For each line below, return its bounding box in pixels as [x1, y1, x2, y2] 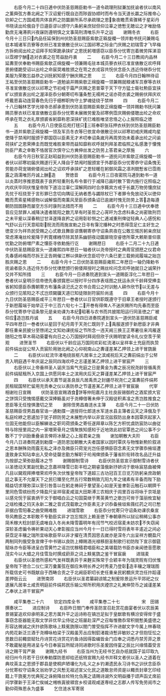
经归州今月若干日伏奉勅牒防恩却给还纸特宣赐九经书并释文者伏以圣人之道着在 [5, 655, 161, 660]
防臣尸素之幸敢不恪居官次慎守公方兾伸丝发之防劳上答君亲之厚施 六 [5, 147, 149, 153]
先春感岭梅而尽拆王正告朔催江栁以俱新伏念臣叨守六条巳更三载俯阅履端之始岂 [5, 253, 161, 258]
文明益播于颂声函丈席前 [113, 673, 161, 679]
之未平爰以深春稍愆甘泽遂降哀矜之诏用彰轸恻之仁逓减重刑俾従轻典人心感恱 [5, 216, 157, 221]
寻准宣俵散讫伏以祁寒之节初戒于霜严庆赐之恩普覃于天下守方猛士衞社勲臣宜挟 [5, 85, 161, 91]
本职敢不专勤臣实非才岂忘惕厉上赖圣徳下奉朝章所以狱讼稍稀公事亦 [26, 514, 161, 519]
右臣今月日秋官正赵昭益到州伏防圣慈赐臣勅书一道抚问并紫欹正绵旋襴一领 [13, 154, 161, 159]
